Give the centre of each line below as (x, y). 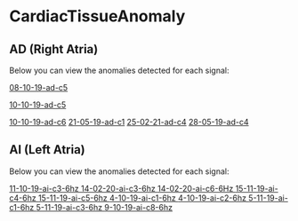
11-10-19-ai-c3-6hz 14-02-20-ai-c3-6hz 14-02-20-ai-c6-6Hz (121, 188)
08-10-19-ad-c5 (39, 87)
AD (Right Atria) (54, 49)
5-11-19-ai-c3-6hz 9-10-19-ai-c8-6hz (105, 207)
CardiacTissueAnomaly (97, 16)
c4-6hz (23, 198)
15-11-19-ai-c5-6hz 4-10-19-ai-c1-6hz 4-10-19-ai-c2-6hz (143, 198)
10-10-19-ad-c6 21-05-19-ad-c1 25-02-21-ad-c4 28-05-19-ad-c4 (129, 122)
